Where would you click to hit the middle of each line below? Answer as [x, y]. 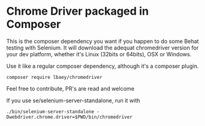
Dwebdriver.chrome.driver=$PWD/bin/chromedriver [69, 117]
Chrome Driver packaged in [78, 11]
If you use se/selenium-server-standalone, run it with [73, 100]
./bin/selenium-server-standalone [50, 111]
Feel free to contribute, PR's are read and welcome [70, 88]
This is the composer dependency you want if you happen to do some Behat [102, 41]
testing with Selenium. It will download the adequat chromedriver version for [102, 48]
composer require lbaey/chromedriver [54, 77]
